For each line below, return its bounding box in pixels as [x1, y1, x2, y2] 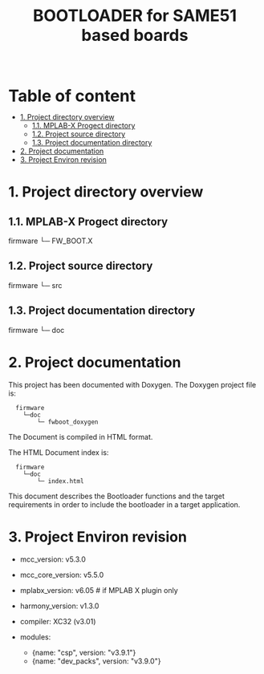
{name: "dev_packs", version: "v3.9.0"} [31, 656, 161, 666]
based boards [81, 25, 189, 45]
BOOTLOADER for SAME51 [33, 6, 237, 26]
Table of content [8, 86, 136, 106]
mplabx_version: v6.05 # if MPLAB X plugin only [19, 585, 178, 595]
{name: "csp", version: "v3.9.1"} [31, 648, 136, 657]
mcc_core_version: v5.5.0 [19, 570, 104, 579]
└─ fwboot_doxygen [37, 418, 99, 426]
